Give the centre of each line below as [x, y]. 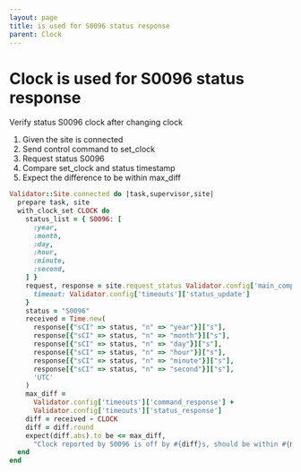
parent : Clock [36, 34]
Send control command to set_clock [89, 150]
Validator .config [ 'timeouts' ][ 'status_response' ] [127, 411]
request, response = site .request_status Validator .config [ [140, 286]
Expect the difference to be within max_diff [101, 178]
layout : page [34, 17]
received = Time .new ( [65, 319]
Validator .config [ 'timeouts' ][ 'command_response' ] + [133, 403]
